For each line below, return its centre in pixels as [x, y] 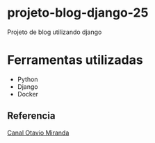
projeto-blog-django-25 [78, 13]
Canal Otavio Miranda [38, 133]
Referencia [31, 116]
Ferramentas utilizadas [75, 60]
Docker [28, 94]
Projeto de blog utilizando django [55, 32]
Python [27, 79]
